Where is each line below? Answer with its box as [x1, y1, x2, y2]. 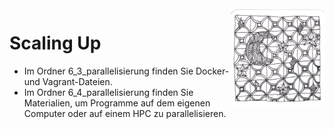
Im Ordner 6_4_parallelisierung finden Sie [23, 86, 194, 98]
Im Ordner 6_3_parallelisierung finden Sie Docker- [23, 65, 230, 77]
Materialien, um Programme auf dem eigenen [23, 97, 211, 109]
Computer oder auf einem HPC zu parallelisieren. [23, 107, 227, 119]
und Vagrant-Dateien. [23, 75, 113, 87]
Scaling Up [9, 32, 102, 55]
